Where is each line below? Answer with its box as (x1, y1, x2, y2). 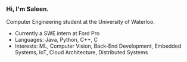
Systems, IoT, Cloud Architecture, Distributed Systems (14, 49, 148, 56)
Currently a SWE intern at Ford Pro (14, 30, 100, 37)
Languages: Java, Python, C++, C (14, 36, 98, 44)
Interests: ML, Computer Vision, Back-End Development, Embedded (14, 42, 182, 49)
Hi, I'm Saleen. (6, 5, 49, 13)
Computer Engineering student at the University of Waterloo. (6, 18, 155, 26)
